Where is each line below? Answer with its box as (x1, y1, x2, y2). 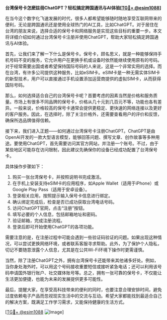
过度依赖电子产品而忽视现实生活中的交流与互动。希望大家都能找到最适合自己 (5, 293, 162, 299)
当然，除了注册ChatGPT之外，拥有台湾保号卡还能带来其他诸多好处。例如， (5, 257, 159, 263)
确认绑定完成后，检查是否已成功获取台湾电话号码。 (12, 199, 117, 205)
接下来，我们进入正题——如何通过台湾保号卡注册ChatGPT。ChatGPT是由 (5, 128, 156, 134)
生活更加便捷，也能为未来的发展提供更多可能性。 (5, 276, 105, 282)
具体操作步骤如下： (5, 164, 45, 169)
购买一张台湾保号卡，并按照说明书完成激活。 (12, 174, 104, 180)
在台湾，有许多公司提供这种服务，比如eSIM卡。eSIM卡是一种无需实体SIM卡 (5, 70, 161, 75)
